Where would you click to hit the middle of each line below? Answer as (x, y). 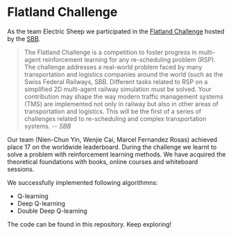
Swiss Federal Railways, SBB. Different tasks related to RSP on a (116, 81)
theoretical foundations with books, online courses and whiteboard (103, 161)
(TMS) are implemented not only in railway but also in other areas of (121, 104)
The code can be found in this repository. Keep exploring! (89, 224)
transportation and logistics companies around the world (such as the (123, 74)
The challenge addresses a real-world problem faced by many (113, 67)
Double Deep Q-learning (52, 211)
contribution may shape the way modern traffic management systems (124, 96)
